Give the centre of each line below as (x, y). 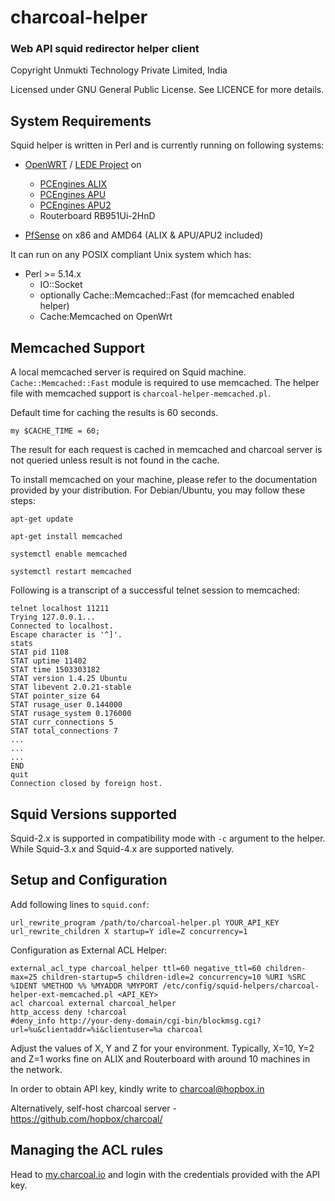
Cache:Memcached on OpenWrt (106, 317)
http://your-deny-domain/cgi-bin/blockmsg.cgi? (160, 1021)
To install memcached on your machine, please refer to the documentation (164, 480)
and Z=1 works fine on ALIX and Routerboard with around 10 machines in (160, 1058)
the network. (36, 1069)
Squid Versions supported (93, 814)
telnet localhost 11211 (60, 609)
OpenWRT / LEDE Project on (83, 165)
